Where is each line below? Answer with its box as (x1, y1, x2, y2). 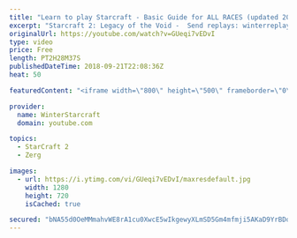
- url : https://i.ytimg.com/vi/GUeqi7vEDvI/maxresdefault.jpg (17, 175, 251, 183)
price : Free (9, 46, 53, 55)
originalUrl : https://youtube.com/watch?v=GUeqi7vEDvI (9, 29, 216, 38)
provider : (9, 102, 46, 111)
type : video (9, 37, 53, 47)
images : (9, 167, 38, 175)
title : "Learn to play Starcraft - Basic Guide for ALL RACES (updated (9, 12, 278, 22)
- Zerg (17, 151, 42, 160)
